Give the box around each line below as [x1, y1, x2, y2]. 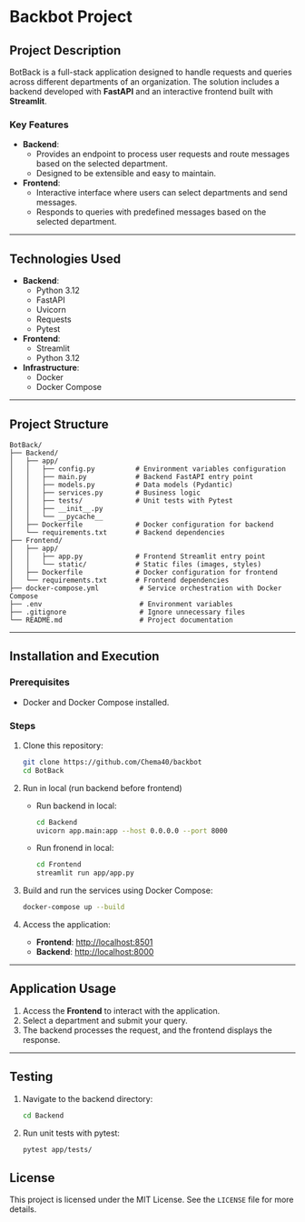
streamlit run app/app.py [35, 868, 134, 878]
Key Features [9, 118, 70, 131]
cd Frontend [35, 860, 82, 869]
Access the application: [22, 919, 111, 930]
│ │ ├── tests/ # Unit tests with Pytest [9, 496, 233, 506]
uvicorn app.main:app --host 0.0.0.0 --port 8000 [35, 826, 229, 836]
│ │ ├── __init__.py [9, 504, 103, 513]
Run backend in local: [35, 800, 117, 811]
